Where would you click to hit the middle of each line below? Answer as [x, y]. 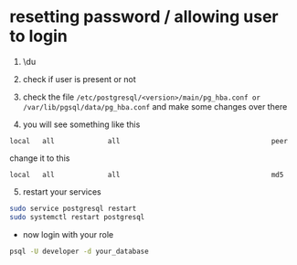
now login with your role [68, 234]
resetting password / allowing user [144, 17]
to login [39, 36]
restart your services [62, 191]
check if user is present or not [80, 79]
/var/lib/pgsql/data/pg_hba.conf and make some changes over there [155, 106]
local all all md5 [147, 175]
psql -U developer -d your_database [79, 251]
